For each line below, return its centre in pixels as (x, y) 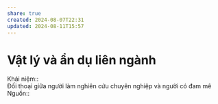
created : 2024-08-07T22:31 (46, 20)
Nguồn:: (19, 94)
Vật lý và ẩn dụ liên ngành (82, 60)
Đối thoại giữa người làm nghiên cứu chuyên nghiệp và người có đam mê (109, 86)
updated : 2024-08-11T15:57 (46, 26)
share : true (24, 13)
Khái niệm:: (23, 79)
